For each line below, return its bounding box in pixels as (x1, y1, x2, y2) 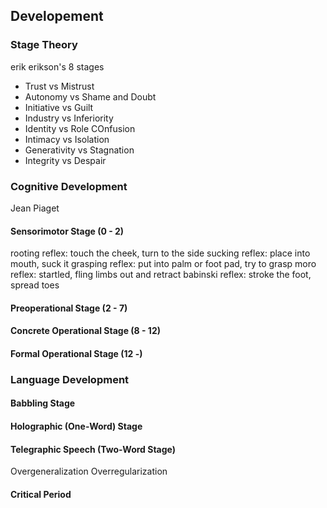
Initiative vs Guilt (24, 101, 94, 113)
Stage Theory (10, 38, 78, 52)
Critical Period (10, 488, 72, 500)
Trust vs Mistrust (24, 80, 95, 92)
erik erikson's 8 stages (10, 60, 105, 73)
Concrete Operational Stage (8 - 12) (10, 325, 161, 337)
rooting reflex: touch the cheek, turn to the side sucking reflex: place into (10, 247, 311, 259)
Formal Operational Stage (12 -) (10, 347, 143, 359)
